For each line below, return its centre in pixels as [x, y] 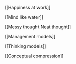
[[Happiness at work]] [28, 7]
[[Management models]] [30, 37]
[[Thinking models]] [25, 46]
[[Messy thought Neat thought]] [38, 27]
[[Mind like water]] [24, 17]
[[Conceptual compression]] [34, 56]
